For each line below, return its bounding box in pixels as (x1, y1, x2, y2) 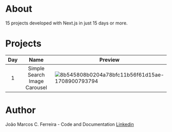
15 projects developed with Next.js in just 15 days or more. (5, 20, 128, 26)
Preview (99, 56, 120, 63)
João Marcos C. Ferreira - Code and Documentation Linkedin (5, 121, 134, 127)
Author (5, 104, 36, 116)
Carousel (25, 84, 48, 91)
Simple (28, 65, 45, 72)
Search (27, 71, 45, 78)
